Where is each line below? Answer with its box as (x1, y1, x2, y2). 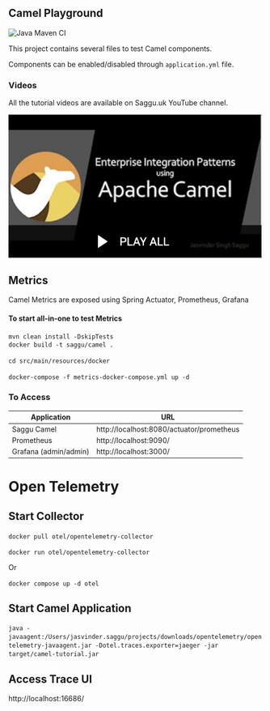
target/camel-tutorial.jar (8, 650, 99, 658)
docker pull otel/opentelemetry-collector (8, 532, 154, 541)
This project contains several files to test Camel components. (8, 44, 213, 53)
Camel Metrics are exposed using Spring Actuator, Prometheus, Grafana (8, 295, 249, 304)
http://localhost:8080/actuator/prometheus (96, 424, 240, 434)
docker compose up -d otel (8, 579, 99, 588)
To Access (8, 392, 51, 403)
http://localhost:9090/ (96, 435, 170, 445)
